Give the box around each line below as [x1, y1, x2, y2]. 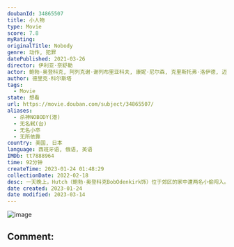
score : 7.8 [7, 29, 39, 37]
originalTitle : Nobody [7, 42, 73, 49]
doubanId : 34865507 [7, 10, 64, 17]
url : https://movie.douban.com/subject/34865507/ [7, 101, 155, 108]
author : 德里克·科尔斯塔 [7, 74, 72, 82]
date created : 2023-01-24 [7, 185, 82, 192]
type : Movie [7, 23, 42, 30]
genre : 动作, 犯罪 [7, 49, 57, 56]
